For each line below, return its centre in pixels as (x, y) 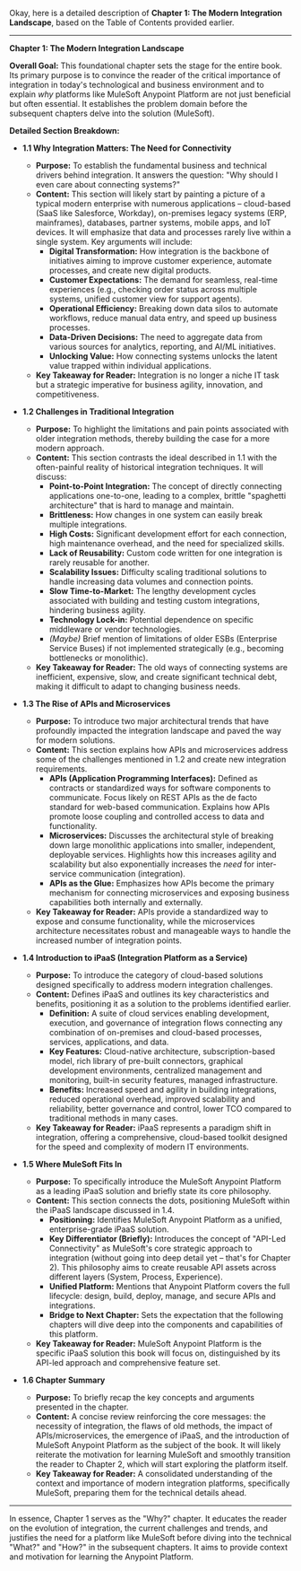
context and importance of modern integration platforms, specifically (163, 1483)
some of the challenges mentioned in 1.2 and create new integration (161, 759)
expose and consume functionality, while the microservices (145, 921)
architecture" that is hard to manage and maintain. (142, 505)
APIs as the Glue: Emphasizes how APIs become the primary (162, 883)
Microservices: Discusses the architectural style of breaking (161, 835)
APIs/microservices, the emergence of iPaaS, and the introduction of (162, 1436)
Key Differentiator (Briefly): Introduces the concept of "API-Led (168, 1239)
